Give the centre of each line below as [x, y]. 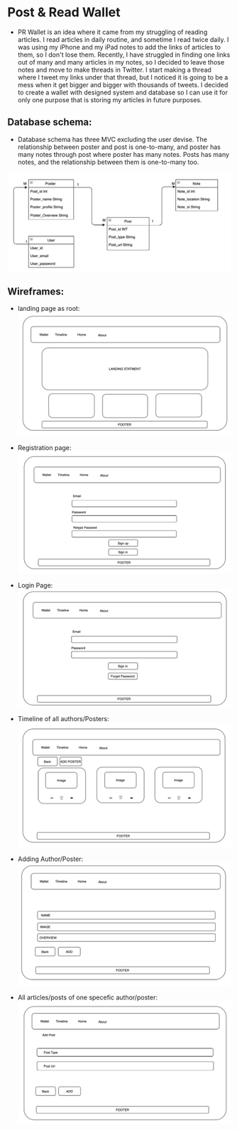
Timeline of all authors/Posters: [63, 719]
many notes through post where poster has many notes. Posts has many [123, 154]
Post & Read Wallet [64, 12]
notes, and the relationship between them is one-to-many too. [108, 162]
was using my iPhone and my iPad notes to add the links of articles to [119, 47]
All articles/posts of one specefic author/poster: [88, 997]
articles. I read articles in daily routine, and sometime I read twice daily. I [123, 39]
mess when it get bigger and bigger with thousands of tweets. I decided [123, 84]
